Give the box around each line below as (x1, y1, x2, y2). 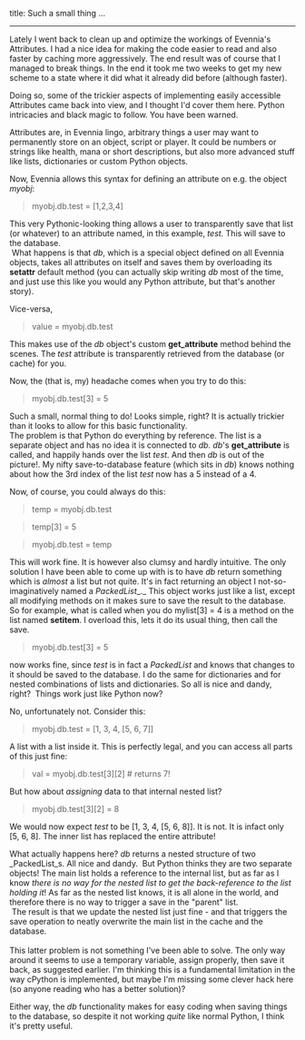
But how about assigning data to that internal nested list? (9, 786, 222, 797)
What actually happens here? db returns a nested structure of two (9, 848, 256, 859)
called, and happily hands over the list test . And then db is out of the (9, 450, 265, 460)
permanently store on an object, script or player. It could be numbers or (9, 136, 277, 147)
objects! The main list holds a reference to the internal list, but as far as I (9, 867, 280, 878)
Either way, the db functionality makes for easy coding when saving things (9, 1001, 288, 1012)
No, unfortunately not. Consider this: (9, 706, 146, 717)
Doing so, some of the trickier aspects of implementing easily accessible (9, 90, 281, 101)
